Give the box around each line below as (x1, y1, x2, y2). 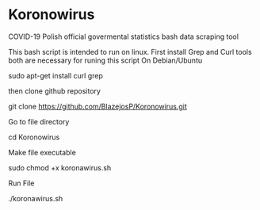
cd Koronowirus (8, 132, 60, 142)
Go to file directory (8, 116, 70, 126)
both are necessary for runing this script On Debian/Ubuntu (8, 55, 203, 65)
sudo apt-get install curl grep (8, 71, 103, 80)
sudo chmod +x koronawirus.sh (8, 162, 112, 172)
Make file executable (8, 147, 77, 157)
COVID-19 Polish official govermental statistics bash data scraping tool (8, 32, 239, 41)
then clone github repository (8, 86, 101, 96)
